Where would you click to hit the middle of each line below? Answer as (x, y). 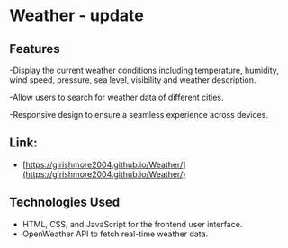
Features (35, 49)
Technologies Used (64, 203)
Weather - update (76, 16)
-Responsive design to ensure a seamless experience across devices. (139, 115)
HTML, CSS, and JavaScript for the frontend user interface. (132, 224)
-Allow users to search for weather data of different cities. (117, 97)
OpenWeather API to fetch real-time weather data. (115, 234)
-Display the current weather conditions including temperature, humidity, (144, 70)
